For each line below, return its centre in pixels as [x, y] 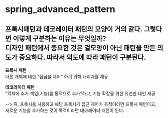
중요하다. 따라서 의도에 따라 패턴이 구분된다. [82, 57]
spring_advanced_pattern [60, 9]
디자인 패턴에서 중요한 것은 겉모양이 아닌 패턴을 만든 [80, 48]
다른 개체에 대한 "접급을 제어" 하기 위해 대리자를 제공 [57, 77]
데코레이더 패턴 [20, 87]
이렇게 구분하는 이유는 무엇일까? [59, 38]
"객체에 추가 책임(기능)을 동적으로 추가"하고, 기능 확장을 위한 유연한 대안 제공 [80, 93]
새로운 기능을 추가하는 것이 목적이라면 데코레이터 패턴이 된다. [65, 110]
